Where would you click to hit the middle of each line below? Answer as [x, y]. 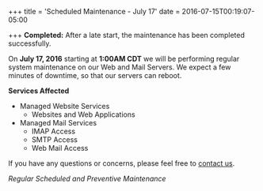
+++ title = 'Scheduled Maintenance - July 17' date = [94, 11]
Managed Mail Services [58, 123]
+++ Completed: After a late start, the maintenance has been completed [127, 35]
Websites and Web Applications [84, 114]
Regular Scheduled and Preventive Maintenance [87, 178]
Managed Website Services [65, 106]
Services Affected [39, 91]
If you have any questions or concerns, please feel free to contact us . [122, 163]
